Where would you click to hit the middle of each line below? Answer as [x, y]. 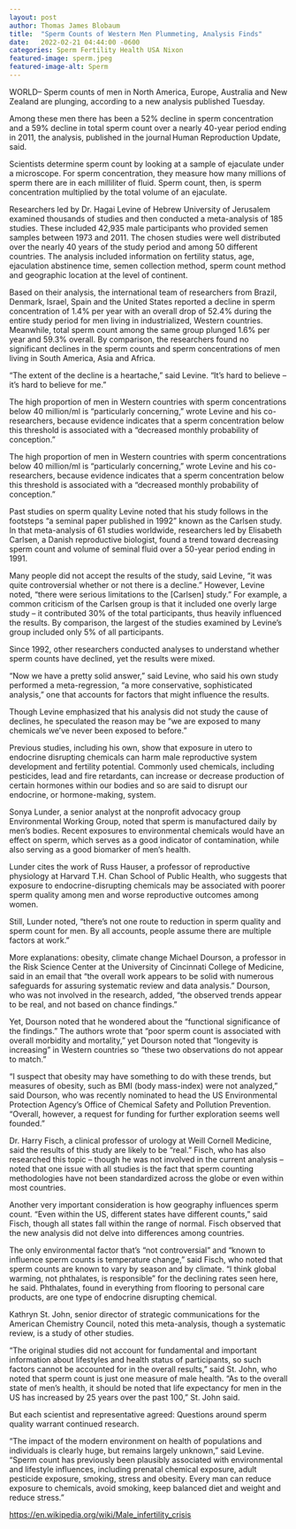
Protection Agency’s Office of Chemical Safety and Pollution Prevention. [140, 1104]
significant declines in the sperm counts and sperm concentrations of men [145, 348]
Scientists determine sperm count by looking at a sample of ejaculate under [147, 164]
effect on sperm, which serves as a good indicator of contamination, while [144, 840]
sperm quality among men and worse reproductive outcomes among [134, 894]
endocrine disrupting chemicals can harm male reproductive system [133, 757]
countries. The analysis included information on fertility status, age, [132, 256]
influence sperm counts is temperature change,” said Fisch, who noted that [146, 1259]
